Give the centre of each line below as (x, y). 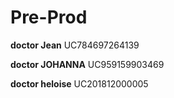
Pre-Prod (49, 17)
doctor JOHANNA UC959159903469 (87, 64)
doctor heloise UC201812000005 (79, 83)
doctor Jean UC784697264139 (75, 45)
